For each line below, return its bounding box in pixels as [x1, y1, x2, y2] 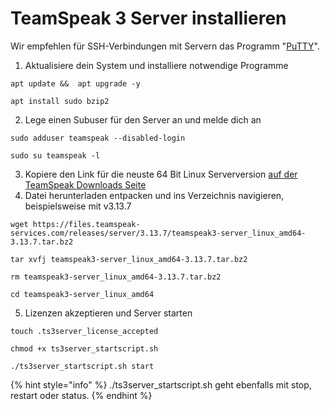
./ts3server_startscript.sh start [10, 361, 155, 371]
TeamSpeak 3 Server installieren [10, 7, 287, 30]
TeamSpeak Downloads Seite [24, 178, 147, 191]
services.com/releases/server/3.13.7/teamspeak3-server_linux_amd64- [10, 228, 307, 238]
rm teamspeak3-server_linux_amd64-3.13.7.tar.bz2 [10, 272, 222, 282]
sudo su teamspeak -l [10, 150, 101, 161]
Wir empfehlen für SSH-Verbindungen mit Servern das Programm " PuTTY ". [10, 40, 320, 52]
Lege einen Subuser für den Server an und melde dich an [24, 113, 262, 126]
